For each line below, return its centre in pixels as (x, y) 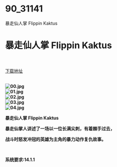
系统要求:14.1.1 (20, 159)
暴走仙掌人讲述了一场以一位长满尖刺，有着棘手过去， (60, 128)
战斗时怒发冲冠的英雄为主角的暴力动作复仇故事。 (55, 139)
